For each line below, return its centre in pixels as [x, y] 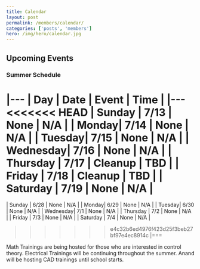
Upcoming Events [40, 58]
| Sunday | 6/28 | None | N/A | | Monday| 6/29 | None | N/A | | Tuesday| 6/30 [100, 205]
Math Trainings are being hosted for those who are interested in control [94, 247]
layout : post [22, 17]
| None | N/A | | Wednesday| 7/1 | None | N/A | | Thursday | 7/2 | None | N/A [99, 211]
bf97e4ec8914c [130, 236]
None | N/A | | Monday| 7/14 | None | [98, 125]
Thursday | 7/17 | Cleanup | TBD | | [93, 163]
